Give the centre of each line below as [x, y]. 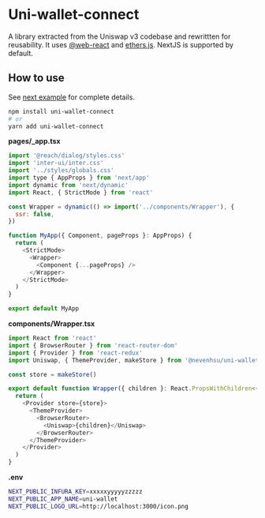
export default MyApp [44, 309]
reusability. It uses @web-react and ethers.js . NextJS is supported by [121, 44]
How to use [36, 78]
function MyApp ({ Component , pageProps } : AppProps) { [100, 236]
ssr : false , [35, 214]
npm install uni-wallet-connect [61, 111]
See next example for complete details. [72, 97]
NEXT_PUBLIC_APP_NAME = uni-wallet [63, 499]
